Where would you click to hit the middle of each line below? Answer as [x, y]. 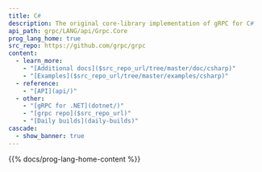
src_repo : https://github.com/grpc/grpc [77, 46]
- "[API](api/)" [50, 91]
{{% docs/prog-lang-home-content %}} [75, 159]
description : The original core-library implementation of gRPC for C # [131, 23]
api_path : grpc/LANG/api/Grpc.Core [68, 31]
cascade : [23, 128]
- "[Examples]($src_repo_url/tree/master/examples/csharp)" [126, 76]
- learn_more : [39, 61]
